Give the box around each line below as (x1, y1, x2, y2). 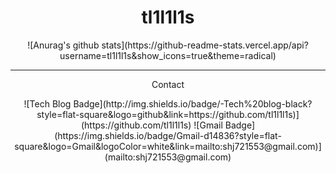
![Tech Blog (23, 97, 72, 110)
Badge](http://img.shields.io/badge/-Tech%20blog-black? (73, 97, 313, 110)
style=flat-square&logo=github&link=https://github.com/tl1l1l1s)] (36, 108, 300, 120)
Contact (151, 78, 185, 90)
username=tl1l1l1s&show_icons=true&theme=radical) (59, 49, 277, 61)
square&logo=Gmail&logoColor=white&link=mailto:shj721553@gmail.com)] (14, 140, 322, 152)
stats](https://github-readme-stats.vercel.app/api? (101, 39, 309, 51)
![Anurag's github (27, 39, 100, 51)
